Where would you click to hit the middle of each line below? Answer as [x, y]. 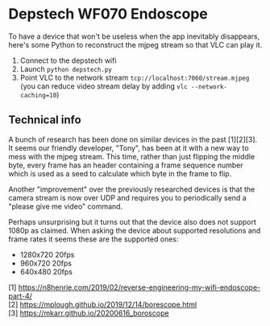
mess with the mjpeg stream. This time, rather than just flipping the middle [132, 156]
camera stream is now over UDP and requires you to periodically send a [128, 197]
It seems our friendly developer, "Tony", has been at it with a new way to [129, 148]
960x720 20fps [46, 263]
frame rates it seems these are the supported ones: [93, 239]
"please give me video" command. [66, 206]
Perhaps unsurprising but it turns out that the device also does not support [132, 221]
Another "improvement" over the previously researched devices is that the [132, 189]
